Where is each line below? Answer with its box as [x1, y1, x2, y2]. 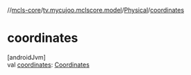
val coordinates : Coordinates [7, 60, 90, 69]
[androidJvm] [7, 53, 47, 61]
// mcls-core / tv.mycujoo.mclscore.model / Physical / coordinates [7, 6, 185, 14]
